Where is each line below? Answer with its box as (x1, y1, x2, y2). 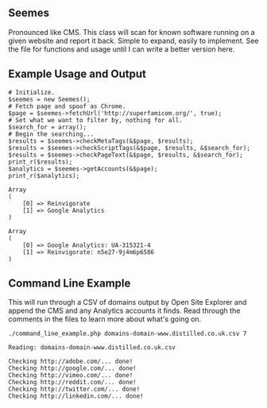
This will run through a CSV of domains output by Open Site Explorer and (8, 298, 247, 307)
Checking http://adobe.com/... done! (8, 357, 133, 366)
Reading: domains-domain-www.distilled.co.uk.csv (8, 344, 176, 352)
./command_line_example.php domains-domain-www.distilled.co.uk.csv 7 (8, 329, 247, 338)
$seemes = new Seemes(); (8, 95, 91, 103)
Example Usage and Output (8, 67, 147, 81)
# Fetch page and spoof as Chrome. (8, 102, 126, 110)
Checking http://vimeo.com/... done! (8, 371, 133, 379)
